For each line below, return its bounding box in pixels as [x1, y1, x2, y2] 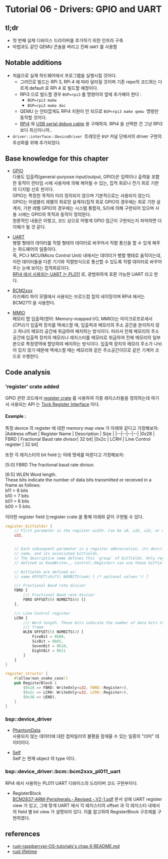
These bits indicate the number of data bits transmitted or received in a [5, 476, 151, 482]
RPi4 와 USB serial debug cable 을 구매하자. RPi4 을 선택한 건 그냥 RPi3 [19, 120, 163, 126]
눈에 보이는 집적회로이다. [21, 265, 70, 271]
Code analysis [5, 368, 51, 377]
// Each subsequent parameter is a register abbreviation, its [14, 547, 149, 552]
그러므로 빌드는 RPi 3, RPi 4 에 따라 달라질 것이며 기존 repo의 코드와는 [19, 79, 157, 85]
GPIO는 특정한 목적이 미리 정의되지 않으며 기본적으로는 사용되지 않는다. [12, 192, 151, 199]
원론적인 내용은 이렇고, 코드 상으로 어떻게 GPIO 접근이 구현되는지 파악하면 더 [12, 217, 162, 224]
